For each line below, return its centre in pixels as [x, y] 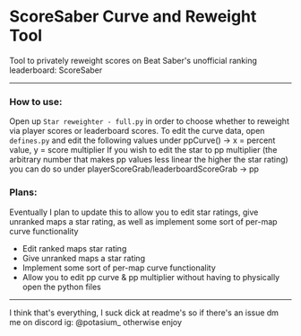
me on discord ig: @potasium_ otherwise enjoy [95, 322]
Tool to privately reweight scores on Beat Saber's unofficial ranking [133, 60]
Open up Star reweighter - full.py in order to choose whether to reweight [149, 121]
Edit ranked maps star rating [74, 248]
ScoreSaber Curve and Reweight [133, 17]
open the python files [61, 287]
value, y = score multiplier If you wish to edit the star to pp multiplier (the [143, 150]
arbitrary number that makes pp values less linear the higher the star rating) [149, 160]
